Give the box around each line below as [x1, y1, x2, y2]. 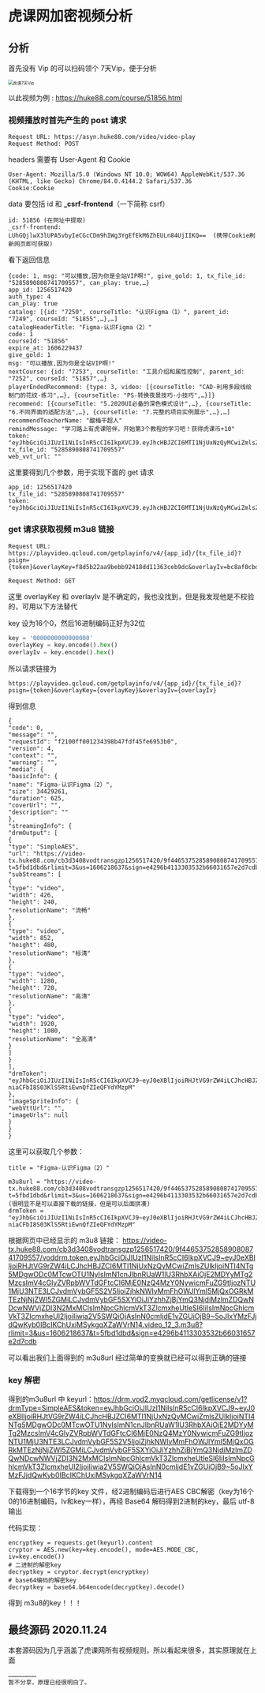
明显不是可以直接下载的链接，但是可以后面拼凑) [17, 1200, 151, 1208]
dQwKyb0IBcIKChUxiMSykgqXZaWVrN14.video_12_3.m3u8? [8, 1320, 203, 1330]
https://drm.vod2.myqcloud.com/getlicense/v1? [93, 1394, 248, 1403]
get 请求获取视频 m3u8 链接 [8, 524, 114, 535]
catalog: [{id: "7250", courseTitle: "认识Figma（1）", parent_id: [8, 309, 230, 317]
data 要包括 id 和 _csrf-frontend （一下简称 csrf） [8, 199, 170, 209]
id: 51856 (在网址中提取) [8, 216, 87, 225]
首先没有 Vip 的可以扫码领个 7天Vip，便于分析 [8, 64, 157, 73]
